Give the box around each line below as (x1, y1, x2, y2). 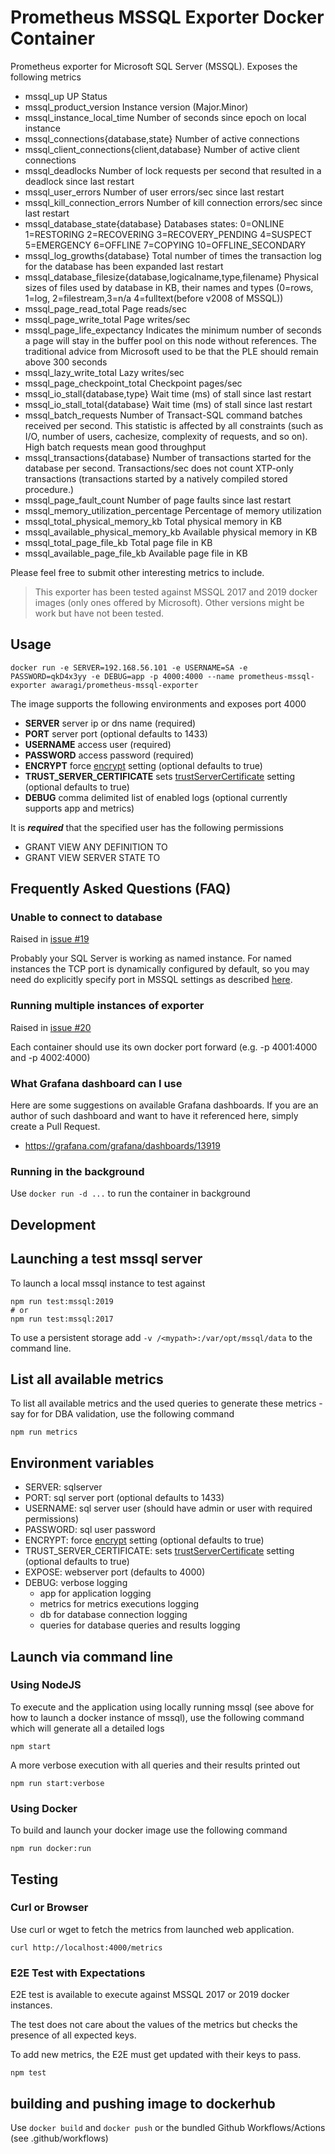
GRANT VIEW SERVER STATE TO (24, 851, 161, 863)
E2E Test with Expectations (10, 1966, 146, 1980)
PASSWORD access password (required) (24, 749, 195, 761)
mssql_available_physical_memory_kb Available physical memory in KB (24, 526, 318, 538)
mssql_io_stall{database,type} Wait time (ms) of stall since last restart (24, 387, 312, 400)
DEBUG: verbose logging (24, 1577, 128, 1589)
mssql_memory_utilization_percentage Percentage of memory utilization (24, 504, 322, 516)
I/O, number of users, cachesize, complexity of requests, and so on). (24, 430, 308, 442)
